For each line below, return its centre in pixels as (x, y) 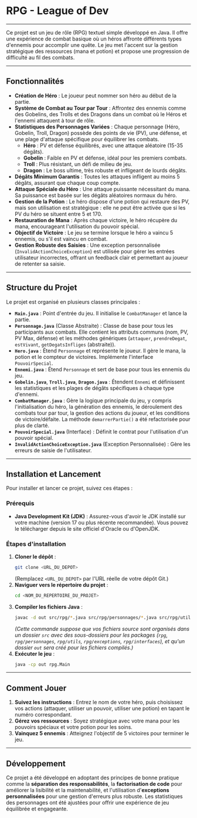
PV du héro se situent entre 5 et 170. (58, 214)
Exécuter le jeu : (35, 654)
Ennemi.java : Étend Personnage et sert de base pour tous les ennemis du (102, 369)
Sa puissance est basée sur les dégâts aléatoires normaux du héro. (96, 195)
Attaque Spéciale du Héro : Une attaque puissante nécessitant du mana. (102, 189)
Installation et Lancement (54, 474)
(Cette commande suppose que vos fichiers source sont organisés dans (102, 629)
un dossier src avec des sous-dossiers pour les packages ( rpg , (91, 635)
